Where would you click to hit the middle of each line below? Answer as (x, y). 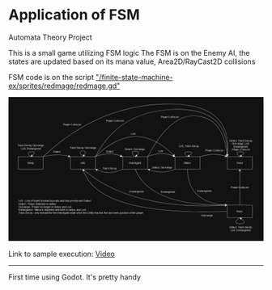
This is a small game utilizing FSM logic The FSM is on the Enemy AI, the (129, 53)
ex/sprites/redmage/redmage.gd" (64, 86)
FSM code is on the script (51, 77)
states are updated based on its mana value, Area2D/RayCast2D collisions (132, 61)
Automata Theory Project (51, 37)
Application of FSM (74, 15)
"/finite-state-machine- (134, 77)
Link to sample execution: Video (62, 254)
